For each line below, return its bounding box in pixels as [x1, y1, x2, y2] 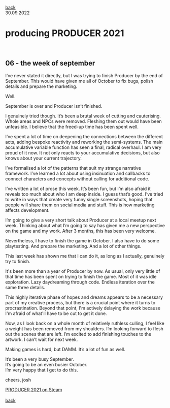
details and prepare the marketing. [5, 83, 78, 89]
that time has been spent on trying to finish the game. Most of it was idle [5, 273, 157, 279]
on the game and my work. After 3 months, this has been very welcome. [5, 228, 156, 234]
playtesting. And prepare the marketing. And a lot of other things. [5, 243, 142, 249]
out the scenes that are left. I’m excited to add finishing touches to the [5, 331, 151, 337]
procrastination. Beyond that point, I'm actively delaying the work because [5, 305, 161, 311]
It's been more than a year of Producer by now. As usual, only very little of [5, 268, 160, 274]
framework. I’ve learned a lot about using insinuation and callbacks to [5, 170, 151, 176]
